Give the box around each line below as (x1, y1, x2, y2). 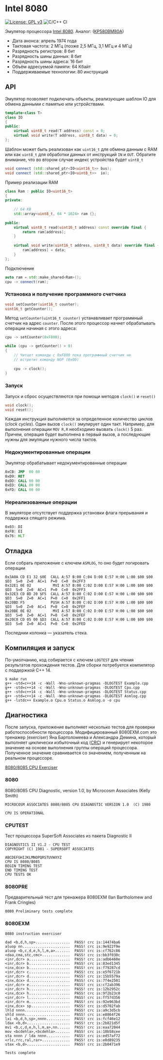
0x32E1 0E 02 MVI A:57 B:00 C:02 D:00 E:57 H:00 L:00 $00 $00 (5, 583, 153, 588)
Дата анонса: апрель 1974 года (12, 37, 77, 44)
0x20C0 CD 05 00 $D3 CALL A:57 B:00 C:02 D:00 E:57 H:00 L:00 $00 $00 (5, 617, 153, 622)
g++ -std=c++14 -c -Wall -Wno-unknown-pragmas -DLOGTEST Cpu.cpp (5, 685, 140, 690)
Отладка (5, 547, 33, 555)
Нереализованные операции (5, 499, 78, 506)
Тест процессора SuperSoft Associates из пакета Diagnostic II (5, 833, 132, 839)
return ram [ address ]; (22, 230, 66, 234)
